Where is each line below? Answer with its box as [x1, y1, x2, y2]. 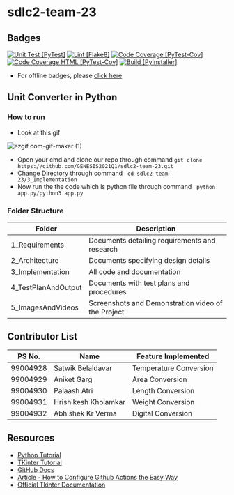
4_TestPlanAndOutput [10, 282, 82, 292]
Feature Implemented [136, 351, 210, 361]
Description [136, 224, 176, 234]
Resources [7, 432, 55, 444]
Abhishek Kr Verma [54, 409, 117, 418]
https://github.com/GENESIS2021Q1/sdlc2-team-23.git [17, 162, 174, 169]
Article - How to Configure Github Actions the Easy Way [17, 473, 178, 481]
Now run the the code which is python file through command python [17, 182, 216, 190]
